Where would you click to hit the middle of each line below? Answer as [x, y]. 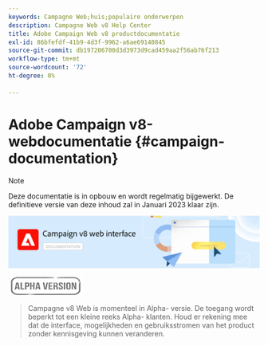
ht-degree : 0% [32, 76]
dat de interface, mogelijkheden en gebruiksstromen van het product [141, 325]
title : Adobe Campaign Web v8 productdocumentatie [94, 33]
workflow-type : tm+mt [44, 59]
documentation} [63, 158]
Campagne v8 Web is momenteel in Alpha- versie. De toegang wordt [141, 308]
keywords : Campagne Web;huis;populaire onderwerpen [96, 17]
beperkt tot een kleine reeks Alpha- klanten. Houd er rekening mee [138, 317]
